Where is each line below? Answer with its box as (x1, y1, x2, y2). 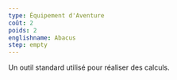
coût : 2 (8, 19, 34, 27)
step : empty (8, 41, 48, 49)
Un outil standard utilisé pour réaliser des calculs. (8, 63, 171, 72)
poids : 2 (8, 26, 37, 34)
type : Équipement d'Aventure (8, 11, 105, 20)
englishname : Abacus (8, 33, 77, 42)
